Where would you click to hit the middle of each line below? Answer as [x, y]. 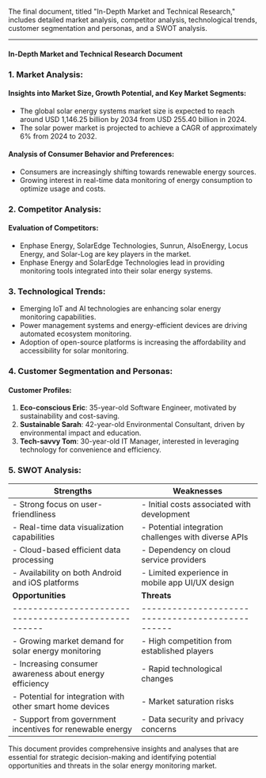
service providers [174, 559]
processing [33, 559]
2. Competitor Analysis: [55, 209]
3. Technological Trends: [57, 291]
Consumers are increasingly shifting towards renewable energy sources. [138, 172]
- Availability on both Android [67, 572]
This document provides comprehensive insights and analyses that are [123, 749]
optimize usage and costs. [63, 189]
